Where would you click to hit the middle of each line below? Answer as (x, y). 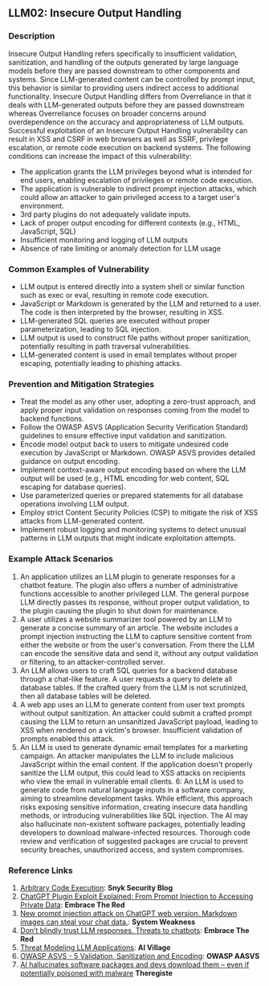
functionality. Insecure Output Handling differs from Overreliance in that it (130, 96)
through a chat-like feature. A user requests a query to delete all (126, 678)
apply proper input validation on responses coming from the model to (134, 410)
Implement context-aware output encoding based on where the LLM (133, 470)
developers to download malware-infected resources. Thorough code (135, 832)
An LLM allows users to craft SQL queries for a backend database (129, 670)
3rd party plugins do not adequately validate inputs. (105, 214)
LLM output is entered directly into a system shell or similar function (132, 286)
